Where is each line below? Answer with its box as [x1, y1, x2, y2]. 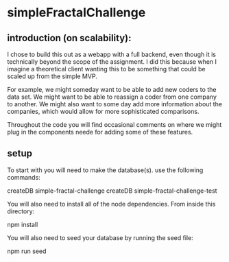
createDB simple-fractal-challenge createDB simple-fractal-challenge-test [7, 187, 217, 195]
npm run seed [7, 247, 47, 255]
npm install [7, 220, 38, 228]
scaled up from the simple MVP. [7, 72, 97, 80]
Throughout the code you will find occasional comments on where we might [7, 121, 222, 128]
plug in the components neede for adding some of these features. [7, 128, 193, 136]
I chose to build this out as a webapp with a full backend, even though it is [7, 50, 216, 58]
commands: [7, 173, 41, 181]
